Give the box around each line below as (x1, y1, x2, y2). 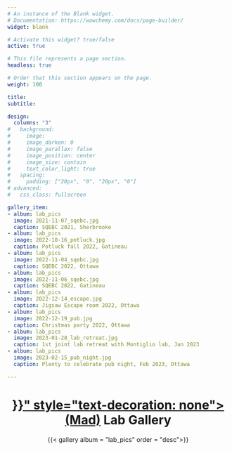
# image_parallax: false (7, 145, 93, 152)
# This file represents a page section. (7, 55, 128, 63)
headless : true (7, 62, 52, 69)
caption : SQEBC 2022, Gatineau (13, 282, 105, 289)
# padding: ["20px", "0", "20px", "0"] (7, 178, 137, 185)
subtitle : (7, 100, 37, 107)
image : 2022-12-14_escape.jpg (13, 296, 102, 303)
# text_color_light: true (7, 165, 96, 172)
